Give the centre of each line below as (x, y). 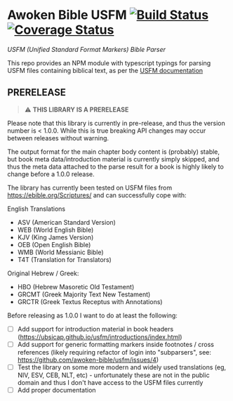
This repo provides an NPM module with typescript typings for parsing (109, 63)
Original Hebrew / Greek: (43, 273)
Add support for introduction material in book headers (95, 329)
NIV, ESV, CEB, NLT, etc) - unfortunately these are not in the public (113, 375)
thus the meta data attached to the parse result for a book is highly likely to (116, 166)
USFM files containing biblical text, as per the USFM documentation (105, 70)
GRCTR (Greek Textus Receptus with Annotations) (90, 301)
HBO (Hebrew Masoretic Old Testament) (76, 287)
